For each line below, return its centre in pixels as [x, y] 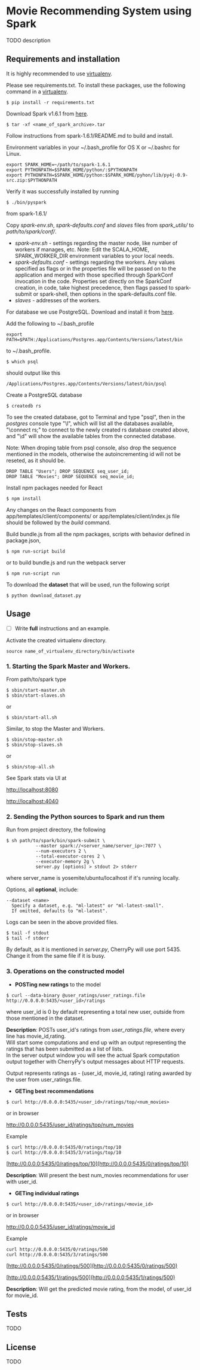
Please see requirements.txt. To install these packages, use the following [96, 85]
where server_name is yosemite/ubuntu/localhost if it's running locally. [93, 878]
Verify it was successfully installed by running [63, 191]
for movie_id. [22, 1295]
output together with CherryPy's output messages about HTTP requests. [96, 1061]
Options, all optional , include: [42, 889]
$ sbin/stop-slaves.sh [34, 745]
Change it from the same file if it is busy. [56, 956]
